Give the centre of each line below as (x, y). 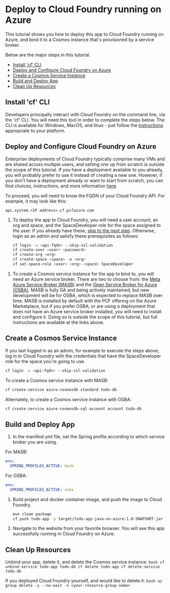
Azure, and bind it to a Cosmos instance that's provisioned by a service (80, 40)
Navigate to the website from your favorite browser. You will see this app (89, 529)
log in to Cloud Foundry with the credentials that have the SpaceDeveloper (83, 356)
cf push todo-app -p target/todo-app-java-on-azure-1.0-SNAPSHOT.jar (88, 519)
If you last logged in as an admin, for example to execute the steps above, (82, 350)
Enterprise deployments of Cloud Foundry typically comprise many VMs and (85, 159)
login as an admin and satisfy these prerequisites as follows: (76, 236)
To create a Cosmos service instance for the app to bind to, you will (83, 274)
